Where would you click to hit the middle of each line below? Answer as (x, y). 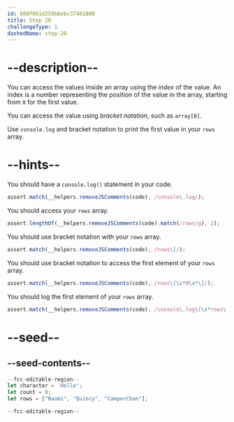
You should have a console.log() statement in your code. (90, 184)
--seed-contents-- (49, 364)
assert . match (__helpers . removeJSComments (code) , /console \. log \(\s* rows (115, 309)
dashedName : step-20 (37, 33)
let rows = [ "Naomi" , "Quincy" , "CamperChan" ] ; (78, 399)
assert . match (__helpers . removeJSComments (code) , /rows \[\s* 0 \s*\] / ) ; (111, 283)
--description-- (53, 68)
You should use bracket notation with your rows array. (84, 237)
